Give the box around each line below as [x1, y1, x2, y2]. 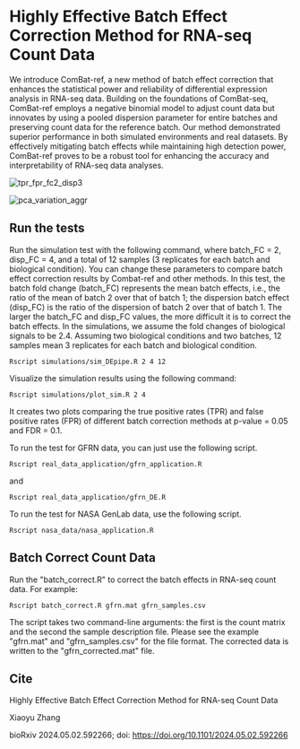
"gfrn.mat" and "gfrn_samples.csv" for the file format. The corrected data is [9, 635, 289, 647]
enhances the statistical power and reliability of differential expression [9, 83, 268, 94]
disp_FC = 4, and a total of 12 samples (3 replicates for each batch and [9, 254, 270, 265]
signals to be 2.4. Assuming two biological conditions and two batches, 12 [9, 330, 282, 341]
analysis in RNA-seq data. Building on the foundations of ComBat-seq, [9, 92, 269, 104]
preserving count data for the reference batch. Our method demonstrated [9, 121, 280, 132]
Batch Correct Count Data [9, 550, 157, 566]
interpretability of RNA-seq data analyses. [9, 160, 164, 170]
